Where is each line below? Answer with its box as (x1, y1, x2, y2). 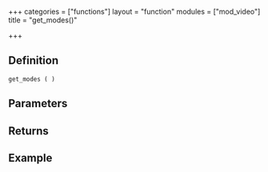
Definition (8, 54, 58, 67)
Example (8, 151, 53, 165)
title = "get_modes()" (8, 15, 78, 25)
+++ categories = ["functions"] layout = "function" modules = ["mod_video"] (8, 7, 261, 16)
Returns (8, 124, 50, 138)
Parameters (8, 97, 68, 110)
